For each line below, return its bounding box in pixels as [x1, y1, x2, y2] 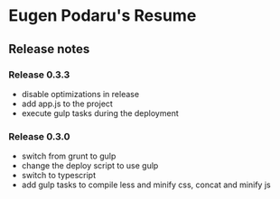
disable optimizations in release [21, 88, 140, 99]
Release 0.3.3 [8, 68, 70, 81]
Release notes [8, 41, 90, 57]
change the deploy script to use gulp [21, 160, 159, 171]
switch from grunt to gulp [21, 150, 117, 162]
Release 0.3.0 [8, 130, 70, 142]
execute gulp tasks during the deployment [21, 107, 179, 118]
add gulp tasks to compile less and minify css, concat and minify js [21, 179, 272, 190]
